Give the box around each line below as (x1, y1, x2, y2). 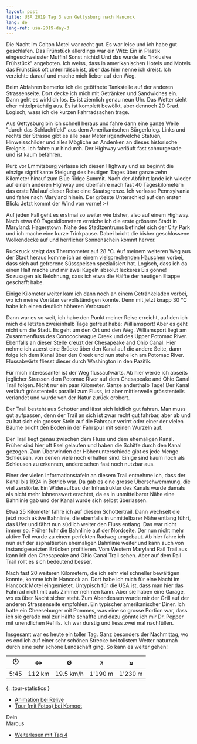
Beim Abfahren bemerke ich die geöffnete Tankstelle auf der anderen (6, 83, 174, 91)
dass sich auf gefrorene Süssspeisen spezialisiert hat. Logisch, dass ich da (6, 260, 188, 267)
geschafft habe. (6, 279, 45, 286)
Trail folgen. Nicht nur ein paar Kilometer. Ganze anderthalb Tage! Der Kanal (6, 382, 189, 389)
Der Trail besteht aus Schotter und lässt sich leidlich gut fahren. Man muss (6, 406, 186, 413)
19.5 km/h (55, 670, 84, 678)
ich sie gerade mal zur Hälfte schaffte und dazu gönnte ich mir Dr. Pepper (6, 613, 184, 620)
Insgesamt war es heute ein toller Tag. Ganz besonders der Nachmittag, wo (6, 631, 189, 638)
